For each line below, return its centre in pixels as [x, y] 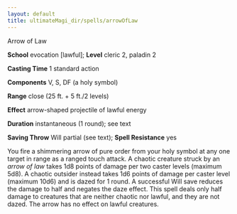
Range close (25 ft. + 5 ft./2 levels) [58, 96]
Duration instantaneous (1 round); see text [69, 123]
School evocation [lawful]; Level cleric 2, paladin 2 [82, 55]
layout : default [31, 14]
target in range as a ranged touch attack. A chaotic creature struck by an [114, 159]
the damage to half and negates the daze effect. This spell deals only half [115, 188]
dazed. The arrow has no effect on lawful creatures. [83, 204]
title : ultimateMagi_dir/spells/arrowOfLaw [73, 21]
